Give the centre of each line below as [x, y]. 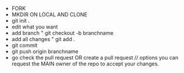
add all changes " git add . [43, 39]
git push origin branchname [45, 51]
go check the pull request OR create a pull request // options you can [95, 58]
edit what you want [35, 27]
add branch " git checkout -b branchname [62, 33]
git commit [25, 45]
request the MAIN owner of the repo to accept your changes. [85, 64]
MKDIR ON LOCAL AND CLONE [50, 14]
